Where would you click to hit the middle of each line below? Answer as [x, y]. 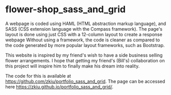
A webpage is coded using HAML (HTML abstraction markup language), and [86, 23]
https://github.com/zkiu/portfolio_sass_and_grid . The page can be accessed [85, 81]
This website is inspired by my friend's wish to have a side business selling [84, 55]
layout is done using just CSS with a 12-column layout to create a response [84, 34]
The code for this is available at [38, 76]
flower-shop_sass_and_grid [66, 9]
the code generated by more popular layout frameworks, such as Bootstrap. [85, 45]
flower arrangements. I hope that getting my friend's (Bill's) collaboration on [85, 60]
